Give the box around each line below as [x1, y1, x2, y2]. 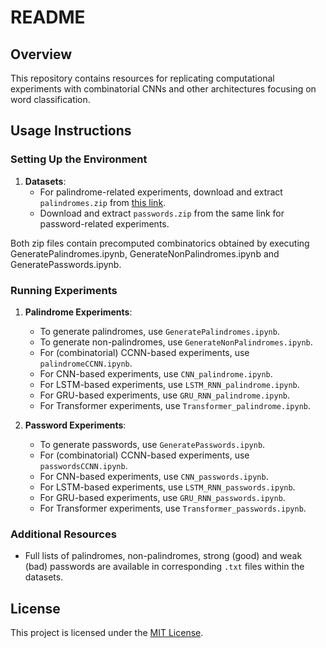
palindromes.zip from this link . [39, 196, 167, 208]
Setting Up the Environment [10, 152, 148, 166]
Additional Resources [10, 527, 117, 541]
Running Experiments [10, 283, 118, 297]
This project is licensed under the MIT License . [10, 627, 204, 639]
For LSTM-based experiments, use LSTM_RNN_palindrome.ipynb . [39, 378, 300, 390]
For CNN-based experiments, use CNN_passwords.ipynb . [39, 470, 269, 482]
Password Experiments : [24, 419, 127, 431]
